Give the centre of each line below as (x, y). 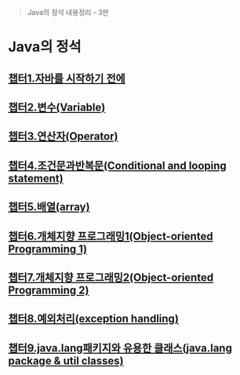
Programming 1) (48, 249)
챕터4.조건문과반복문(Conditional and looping (118, 165)
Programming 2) (49, 290)
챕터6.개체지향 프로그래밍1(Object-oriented (111, 236)
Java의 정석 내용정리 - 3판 (68, 12)
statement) (36, 178)
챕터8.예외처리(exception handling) (93, 319)
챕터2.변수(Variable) (57, 107)
